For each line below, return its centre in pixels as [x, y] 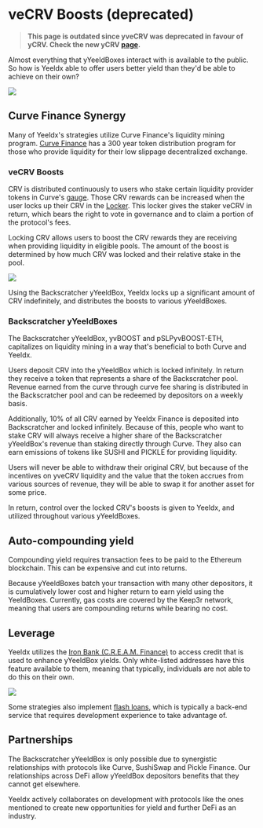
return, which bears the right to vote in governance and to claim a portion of [131, 214]
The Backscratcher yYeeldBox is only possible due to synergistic [113, 759]
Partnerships [40, 740]
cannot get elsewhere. [44, 784]
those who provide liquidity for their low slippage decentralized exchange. [128, 152]
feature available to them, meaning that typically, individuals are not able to [130, 669]
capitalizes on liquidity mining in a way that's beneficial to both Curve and [128, 346]
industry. [22, 815]
